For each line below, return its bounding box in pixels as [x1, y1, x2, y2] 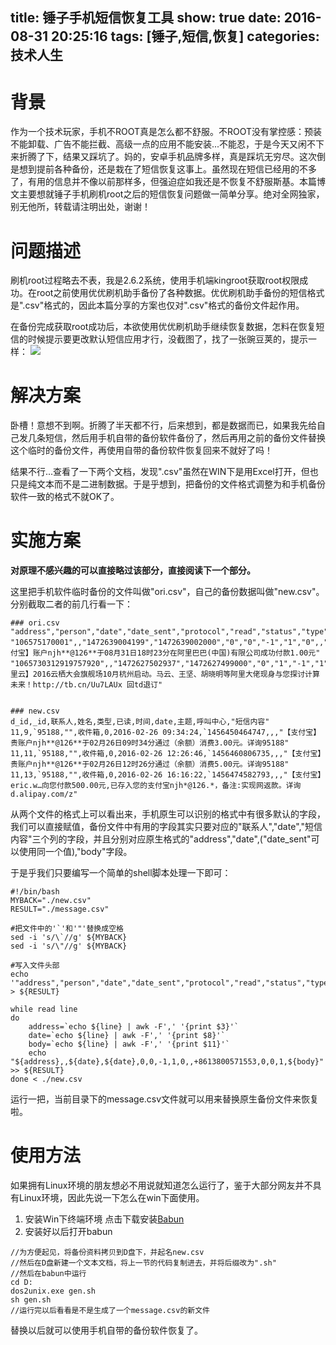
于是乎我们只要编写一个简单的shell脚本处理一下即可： [10, 867, 232, 879]
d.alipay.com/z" [10, 789, 78, 800]
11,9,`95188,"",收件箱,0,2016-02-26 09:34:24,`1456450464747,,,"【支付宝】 [10, 728, 322, 738]
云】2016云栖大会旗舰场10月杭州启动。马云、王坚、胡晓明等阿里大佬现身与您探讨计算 [17, 669, 320, 680]
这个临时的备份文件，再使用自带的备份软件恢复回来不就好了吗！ [10, 444, 273, 457]
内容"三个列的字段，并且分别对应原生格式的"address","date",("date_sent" [10, 833, 312, 845]
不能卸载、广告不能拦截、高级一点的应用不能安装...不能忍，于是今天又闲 [10, 138, 308, 150]
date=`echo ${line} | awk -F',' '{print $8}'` [28, 1031, 226, 1041]
